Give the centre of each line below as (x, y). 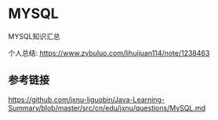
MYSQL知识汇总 (34, 36)
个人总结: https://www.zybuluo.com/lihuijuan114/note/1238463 (109, 53)
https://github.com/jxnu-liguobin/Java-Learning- (87, 100)
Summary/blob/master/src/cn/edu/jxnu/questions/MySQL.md (107, 107)
